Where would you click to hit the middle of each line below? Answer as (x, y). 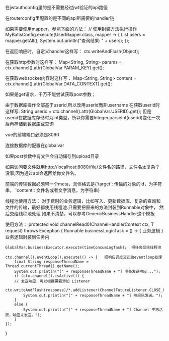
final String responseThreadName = (52, 262)
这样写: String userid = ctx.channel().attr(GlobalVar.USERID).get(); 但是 (78, 111)
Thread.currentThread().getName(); (43, 266)
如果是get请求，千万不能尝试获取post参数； (51, 94)
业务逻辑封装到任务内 (27, 237)
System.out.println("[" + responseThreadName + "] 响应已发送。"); (93, 296)
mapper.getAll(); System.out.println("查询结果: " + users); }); (67, 40)
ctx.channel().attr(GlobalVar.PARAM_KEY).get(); (55, 68)
